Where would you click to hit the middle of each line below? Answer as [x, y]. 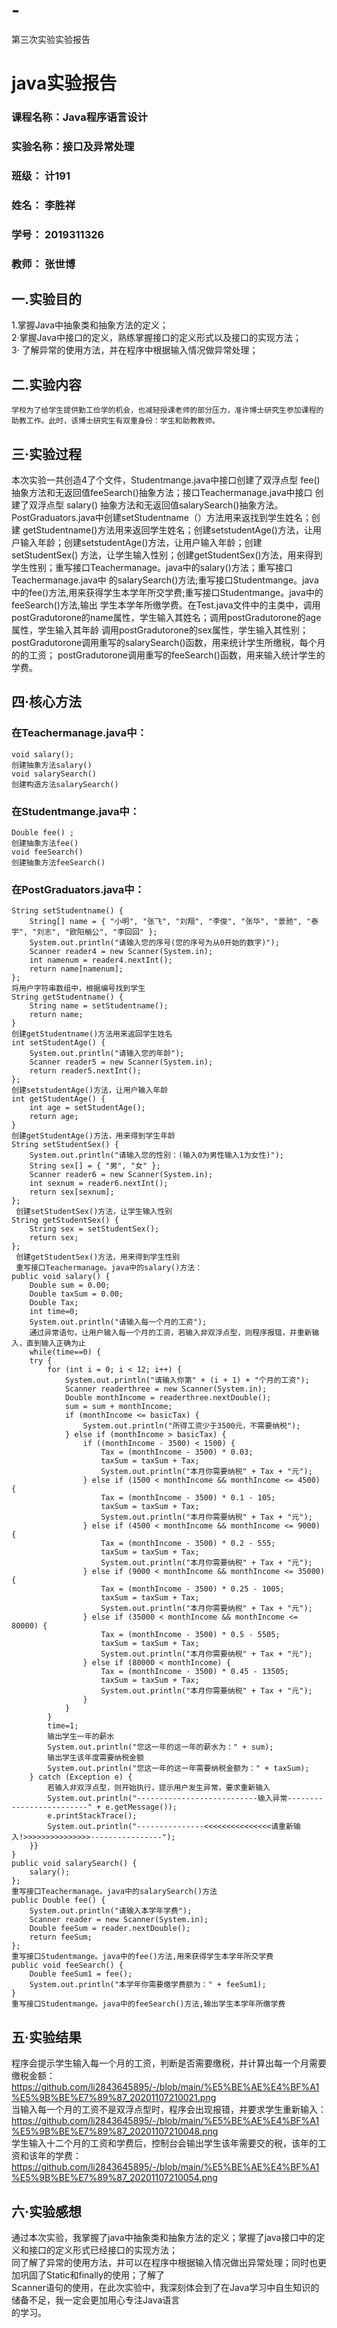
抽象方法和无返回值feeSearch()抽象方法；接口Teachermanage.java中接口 [162, 493]
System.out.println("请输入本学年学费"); [111, 1911]
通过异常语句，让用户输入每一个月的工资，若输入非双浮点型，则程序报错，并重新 [171, 1333]
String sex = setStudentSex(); [94, 1229]
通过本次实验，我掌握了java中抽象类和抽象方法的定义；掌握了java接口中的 [164, 2237]
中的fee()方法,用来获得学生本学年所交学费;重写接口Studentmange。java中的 [167, 593]
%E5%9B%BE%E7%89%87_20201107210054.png [114, 2178]
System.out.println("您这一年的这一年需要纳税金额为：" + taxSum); [178, 1769]
